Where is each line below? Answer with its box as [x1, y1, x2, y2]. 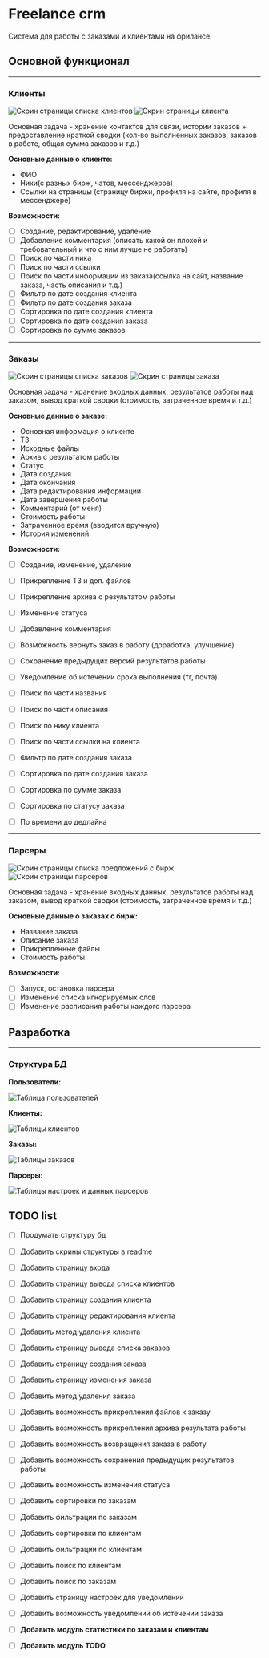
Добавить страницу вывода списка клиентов [19, 1279, 175, 1288]
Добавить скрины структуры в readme [19, 1247, 153, 1256]
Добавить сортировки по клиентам [19, 1528, 142, 1538]
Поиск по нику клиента [19, 720, 100, 730]
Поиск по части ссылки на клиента [19, 736, 140, 746]
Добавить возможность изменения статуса [19, 1480, 171, 1490]
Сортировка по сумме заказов [19, 325, 126, 334]
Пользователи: [8, 1076, 62, 1087]
